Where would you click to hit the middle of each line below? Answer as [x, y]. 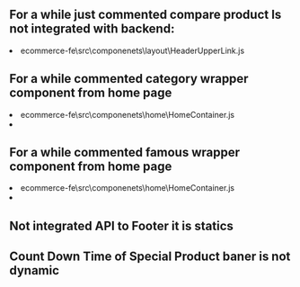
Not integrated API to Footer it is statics [121, 225]
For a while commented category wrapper [129, 79]
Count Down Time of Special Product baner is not [150, 257]
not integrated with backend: [92, 29]
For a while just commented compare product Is [146, 15]
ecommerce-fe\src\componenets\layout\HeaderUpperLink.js [133, 50]
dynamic [35, 270]
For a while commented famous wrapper [125, 152]
